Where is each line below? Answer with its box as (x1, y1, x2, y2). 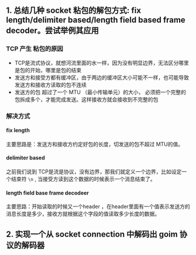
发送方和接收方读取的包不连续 (14, 81, 87, 88)
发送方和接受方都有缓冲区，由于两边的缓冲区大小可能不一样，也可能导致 (14, 74, 189, 81)
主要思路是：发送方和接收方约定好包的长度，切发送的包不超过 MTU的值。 (6, 140, 184, 148)
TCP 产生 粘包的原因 (6, 45, 63, 53)
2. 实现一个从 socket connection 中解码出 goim (6, 229, 178, 239)
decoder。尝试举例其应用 (6, 26, 99, 36)
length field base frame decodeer (6, 189, 90, 196)
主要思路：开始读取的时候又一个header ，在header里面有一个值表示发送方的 (6, 203, 190, 210)
